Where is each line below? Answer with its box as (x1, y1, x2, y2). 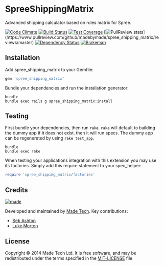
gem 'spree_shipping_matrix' (5, 76, 65, 81)
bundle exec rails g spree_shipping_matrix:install (5, 99, 113, 104)
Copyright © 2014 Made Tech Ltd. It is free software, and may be (5, 250, 137, 256)
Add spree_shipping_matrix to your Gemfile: (5, 66, 94, 72)
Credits (5, 186, 28, 194)
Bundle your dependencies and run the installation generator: (5, 85, 129, 91)
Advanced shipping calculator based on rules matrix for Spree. (5, 20, 132, 25)
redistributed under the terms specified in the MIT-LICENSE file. (5, 255, 134, 261)
